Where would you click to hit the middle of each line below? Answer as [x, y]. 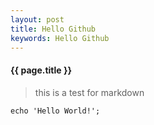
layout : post [37, 19]
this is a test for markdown [89, 92]
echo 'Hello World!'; [55, 111]
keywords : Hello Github [60, 38]
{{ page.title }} [41, 70]
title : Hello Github [53, 29]
